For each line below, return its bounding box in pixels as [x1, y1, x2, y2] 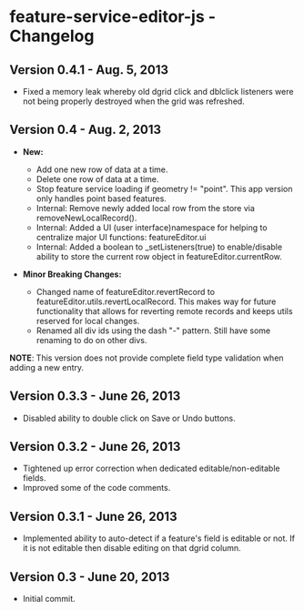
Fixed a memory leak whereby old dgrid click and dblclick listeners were [22, 87, 294, 97]
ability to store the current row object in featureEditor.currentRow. [35, 250, 282, 261]
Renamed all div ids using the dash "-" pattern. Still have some [35, 325, 271, 336]
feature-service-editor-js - [9, 6, 217, 27]
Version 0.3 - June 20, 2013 [9, 569, 170, 585]
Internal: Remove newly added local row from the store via [35, 202, 255, 213]
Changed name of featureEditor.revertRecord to [35, 286, 216, 297]
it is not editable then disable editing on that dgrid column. [22, 543, 241, 554]
